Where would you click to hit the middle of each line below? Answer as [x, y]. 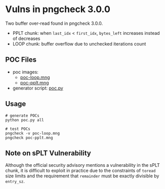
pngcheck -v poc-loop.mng [32, 133]
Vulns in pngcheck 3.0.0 [58, 9]
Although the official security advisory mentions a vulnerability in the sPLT [83, 165]
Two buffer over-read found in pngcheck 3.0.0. [54, 23]
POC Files [21, 60]
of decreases [26, 38]
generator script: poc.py [38, 88]
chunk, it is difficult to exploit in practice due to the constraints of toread [80, 171]
